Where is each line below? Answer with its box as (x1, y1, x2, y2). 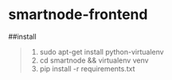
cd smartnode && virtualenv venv (39, 55, 149, 65)
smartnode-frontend (8, 6, 148, 24)
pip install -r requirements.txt (39, 63, 135, 73)
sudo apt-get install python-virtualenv (39, 47, 165, 56)
